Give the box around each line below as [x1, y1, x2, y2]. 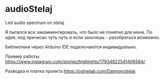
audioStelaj [5, 3, 53, 15]
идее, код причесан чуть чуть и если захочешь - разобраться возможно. [5, 34, 161, 40]
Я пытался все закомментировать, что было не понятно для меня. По [5, 29, 153, 35]
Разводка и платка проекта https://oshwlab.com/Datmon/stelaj [5, 68, 136, 74]
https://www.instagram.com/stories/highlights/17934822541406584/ [5, 58, 145, 64]
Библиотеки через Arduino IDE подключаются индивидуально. [5, 44, 137, 50]
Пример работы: [5, 53, 41, 59]
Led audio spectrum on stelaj [5, 20, 64, 26]
